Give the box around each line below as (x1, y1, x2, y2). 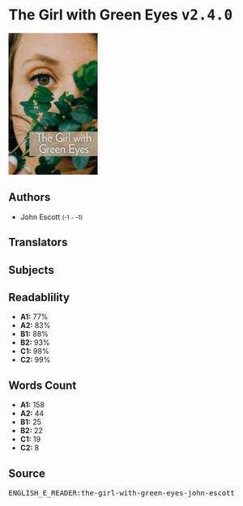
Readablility (8, 290, 70, 304)
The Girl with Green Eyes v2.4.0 (8, 6, 233, 24)
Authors (8, 190, 51, 204)
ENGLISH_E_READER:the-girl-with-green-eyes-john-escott (8, 488, 235, 497)
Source (8, 466, 46, 480)
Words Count (8, 378, 77, 392)
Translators (8, 236, 68, 249)
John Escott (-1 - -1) (19, 212, 83, 222)
